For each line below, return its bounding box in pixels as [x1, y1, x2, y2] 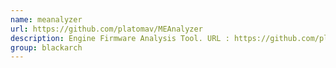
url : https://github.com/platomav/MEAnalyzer [10, 24, 203, 34]
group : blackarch [10, 42, 83, 53]
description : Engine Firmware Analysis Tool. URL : [10, 33, 230, 43]
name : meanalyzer [10, 14, 83, 25]
